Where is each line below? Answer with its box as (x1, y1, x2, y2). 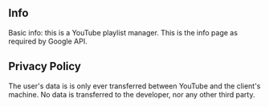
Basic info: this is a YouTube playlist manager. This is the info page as (8, 27, 238, 37)
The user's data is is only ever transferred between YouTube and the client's (8, 80, 261, 91)
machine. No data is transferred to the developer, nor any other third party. (8, 89, 255, 99)
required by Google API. (8, 36, 88, 46)
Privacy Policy (8, 60, 82, 73)
